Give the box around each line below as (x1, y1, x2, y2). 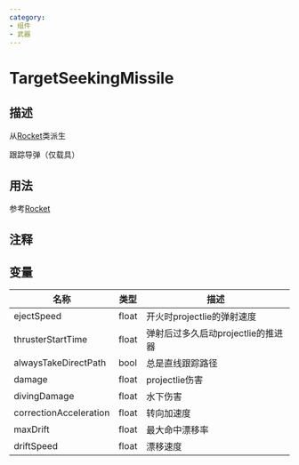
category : (9, 12, 46, 22)
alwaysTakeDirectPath (13, 357, 107, 369)
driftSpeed (13, 440, 58, 453)
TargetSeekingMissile (9, 68, 174, 88)
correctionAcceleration (13, 406, 110, 419)
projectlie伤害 (146, 374, 203, 387)
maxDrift (13, 423, 50, 436)
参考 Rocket (9, 204, 51, 214)
